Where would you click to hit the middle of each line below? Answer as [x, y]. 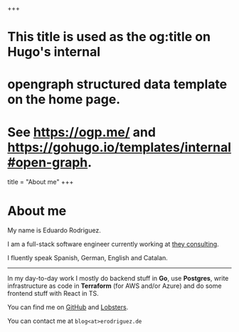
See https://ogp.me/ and [82, 132]
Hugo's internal [54, 52]
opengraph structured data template [117, 84]
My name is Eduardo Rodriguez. [54, 230]
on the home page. [64, 100]
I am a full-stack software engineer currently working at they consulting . [113, 244]
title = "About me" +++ [41, 182]
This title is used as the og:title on [109, 37]
